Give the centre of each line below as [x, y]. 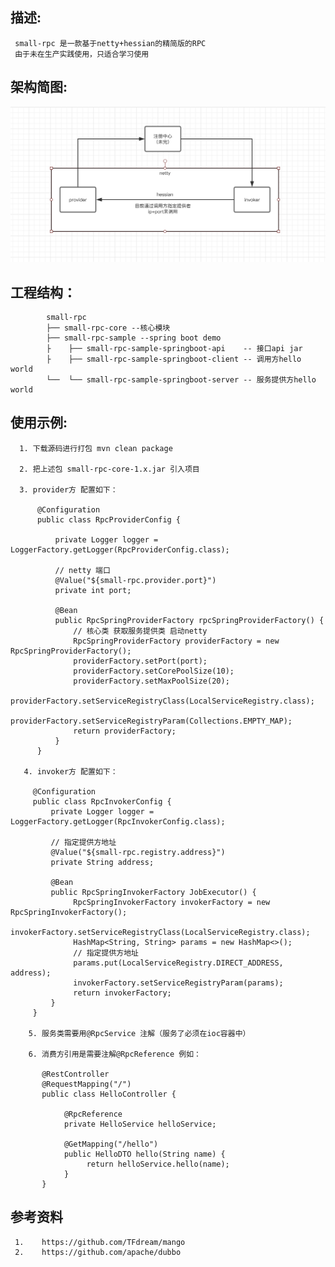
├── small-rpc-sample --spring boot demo [134, 338]
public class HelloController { [109, 1094]
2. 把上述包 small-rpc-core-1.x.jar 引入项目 [109, 469]
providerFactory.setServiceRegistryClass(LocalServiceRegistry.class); [162, 701]
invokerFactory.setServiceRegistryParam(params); [178, 983]
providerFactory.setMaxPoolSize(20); [151, 681]
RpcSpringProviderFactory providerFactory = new [176, 641]
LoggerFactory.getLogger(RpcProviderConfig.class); [120, 549]
